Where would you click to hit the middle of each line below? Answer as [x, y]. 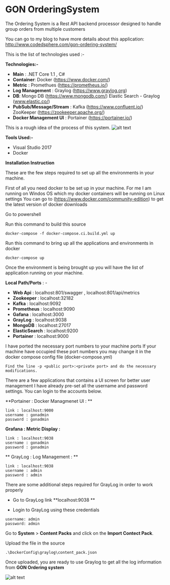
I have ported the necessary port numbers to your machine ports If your [81, 346]
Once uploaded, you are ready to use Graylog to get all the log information [83, 562]
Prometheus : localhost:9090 [44, 309]
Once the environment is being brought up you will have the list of [75, 267]
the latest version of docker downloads [46, 204]
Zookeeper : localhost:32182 [43, 298]
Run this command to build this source [46, 224]
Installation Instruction [30, 163]
